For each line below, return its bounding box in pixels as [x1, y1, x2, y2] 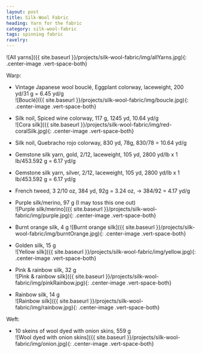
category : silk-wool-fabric [6, 25, 77, 32]
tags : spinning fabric [6, 31, 63, 38]
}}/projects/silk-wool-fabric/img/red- [80, 121, 172, 128]
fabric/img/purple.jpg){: [14, 212, 74, 219]
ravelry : [6, 37, 28, 43]
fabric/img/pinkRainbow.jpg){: [14, 279, 89, 286]
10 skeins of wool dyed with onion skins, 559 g [14, 328, 131, 334]
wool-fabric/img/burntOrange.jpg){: [14, 230, 104, 237]
